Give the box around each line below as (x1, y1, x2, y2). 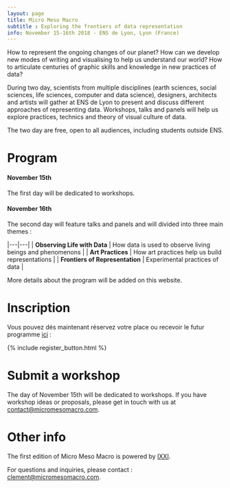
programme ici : (7, 330, 52, 338)
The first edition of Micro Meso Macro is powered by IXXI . (7, 452, 171, 460)
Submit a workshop (7, 367, 120, 383)
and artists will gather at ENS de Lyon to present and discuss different (7, 98, 205, 107)
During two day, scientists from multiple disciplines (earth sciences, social (7, 83, 217, 92)
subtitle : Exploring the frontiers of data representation (7, 23, 183, 30)
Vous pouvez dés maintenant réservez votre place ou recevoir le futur (7, 323, 205, 331)
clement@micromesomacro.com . (7, 473, 101, 481)
